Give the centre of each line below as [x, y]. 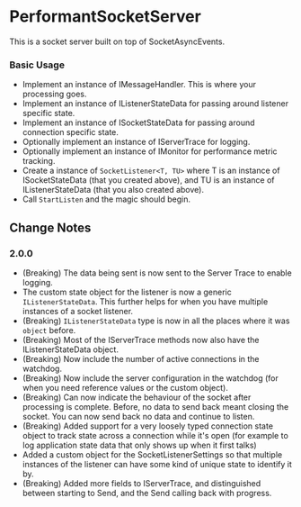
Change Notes [50, 227]
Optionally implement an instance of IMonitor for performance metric [150, 151]
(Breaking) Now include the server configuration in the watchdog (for [150, 378]
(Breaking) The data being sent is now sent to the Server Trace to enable [157, 273]
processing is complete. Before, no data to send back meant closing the [155, 406]
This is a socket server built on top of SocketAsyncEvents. [117, 41]
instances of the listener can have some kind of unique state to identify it [157, 464]
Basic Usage [37, 65]
